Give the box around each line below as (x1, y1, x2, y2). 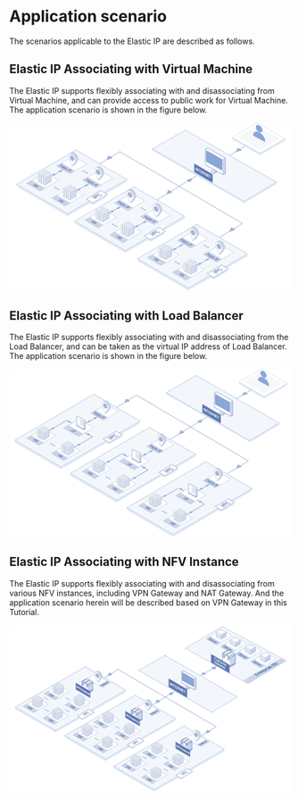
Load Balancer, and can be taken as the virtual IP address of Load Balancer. (9, 341, 287, 352)
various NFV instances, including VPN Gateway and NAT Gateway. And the (9, 587, 285, 598)
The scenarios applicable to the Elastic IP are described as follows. (9, 36, 256, 46)
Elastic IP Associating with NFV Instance (9, 554, 239, 570)
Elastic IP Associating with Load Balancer (9, 308, 244, 323)
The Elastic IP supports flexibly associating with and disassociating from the (9, 332, 289, 343)
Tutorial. (9, 606, 40, 617)
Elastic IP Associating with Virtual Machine (9, 62, 253, 77)
